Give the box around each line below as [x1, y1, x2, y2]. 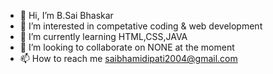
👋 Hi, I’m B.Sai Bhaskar [19, 10, 114, 21]
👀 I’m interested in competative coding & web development [19, 20, 263, 32]
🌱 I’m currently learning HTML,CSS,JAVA [19, 31, 188, 42]
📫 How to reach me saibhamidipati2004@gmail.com [19, 53, 238, 64]
